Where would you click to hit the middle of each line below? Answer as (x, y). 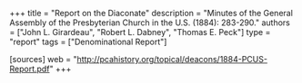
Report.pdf (30, 69)
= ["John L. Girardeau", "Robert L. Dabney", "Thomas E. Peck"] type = (140, 32)
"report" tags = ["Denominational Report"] (88, 41)
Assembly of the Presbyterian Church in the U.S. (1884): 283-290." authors (150, 23)
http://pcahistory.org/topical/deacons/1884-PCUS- (172, 59)
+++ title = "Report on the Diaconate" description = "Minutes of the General (151, 13)
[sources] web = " (43, 59)
